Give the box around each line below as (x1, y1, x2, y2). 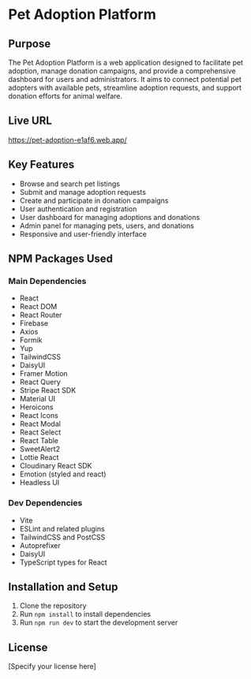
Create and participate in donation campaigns (19, 196, 169, 205)
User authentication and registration (19, 203, 137, 214)
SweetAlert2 (19, 444, 61, 454)
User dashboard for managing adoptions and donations (19, 212, 200, 222)
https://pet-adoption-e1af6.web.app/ (8, 135, 128, 144)
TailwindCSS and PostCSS (19, 532, 106, 542)
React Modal (19, 420, 62, 429)
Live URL (8, 114, 53, 128)
